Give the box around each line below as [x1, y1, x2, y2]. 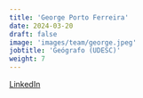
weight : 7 [9, 54, 46, 63]
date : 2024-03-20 [9, 21, 74, 30]
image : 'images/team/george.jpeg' [9, 37, 138, 47]
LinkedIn [9, 79, 41, 89]
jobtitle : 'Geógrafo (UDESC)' [9, 46, 122, 55]
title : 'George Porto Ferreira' [9, 12, 129, 22]
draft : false [9, 29, 58, 38]
